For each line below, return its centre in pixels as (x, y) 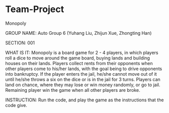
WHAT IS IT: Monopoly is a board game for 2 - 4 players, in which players (82, 52)
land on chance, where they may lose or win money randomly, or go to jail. (83, 85)
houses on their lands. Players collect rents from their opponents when (79, 63)
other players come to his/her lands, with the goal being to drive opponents (84, 69)
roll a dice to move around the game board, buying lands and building (78, 58)
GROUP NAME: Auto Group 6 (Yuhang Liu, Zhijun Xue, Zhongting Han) (78, 33)
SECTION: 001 (20, 43)
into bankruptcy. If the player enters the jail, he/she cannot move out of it (81, 74)
